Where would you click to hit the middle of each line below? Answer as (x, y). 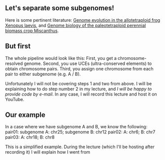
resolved (14, 63)
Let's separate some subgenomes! (60, 8)
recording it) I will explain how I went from (48, 152)
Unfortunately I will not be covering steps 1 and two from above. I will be (79, 83)
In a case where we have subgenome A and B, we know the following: (76, 127)
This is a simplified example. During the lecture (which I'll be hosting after (80, 147)
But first (18, 46)
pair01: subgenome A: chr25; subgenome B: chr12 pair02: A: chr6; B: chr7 (80, 132)
